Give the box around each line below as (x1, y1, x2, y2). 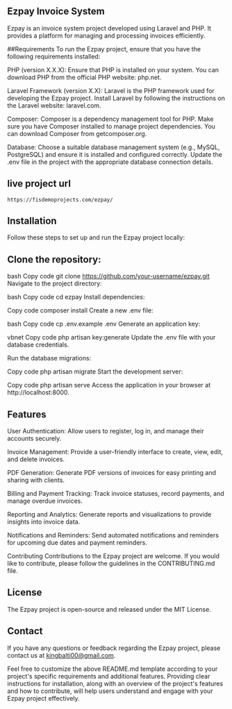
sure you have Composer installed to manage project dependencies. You (7, 122, 215, 131)
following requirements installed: (7, 52, 101, 60)
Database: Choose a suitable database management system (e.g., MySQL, (7, 142, 220, 151)
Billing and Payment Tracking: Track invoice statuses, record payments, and (7, 490, 224, 498)
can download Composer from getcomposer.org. (7, 129, 147, 137)
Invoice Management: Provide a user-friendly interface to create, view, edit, (7, 448, 224, 456)
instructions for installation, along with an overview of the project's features (7, 679, 224, 687)
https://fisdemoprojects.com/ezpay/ (7, 196, 113, 203)
